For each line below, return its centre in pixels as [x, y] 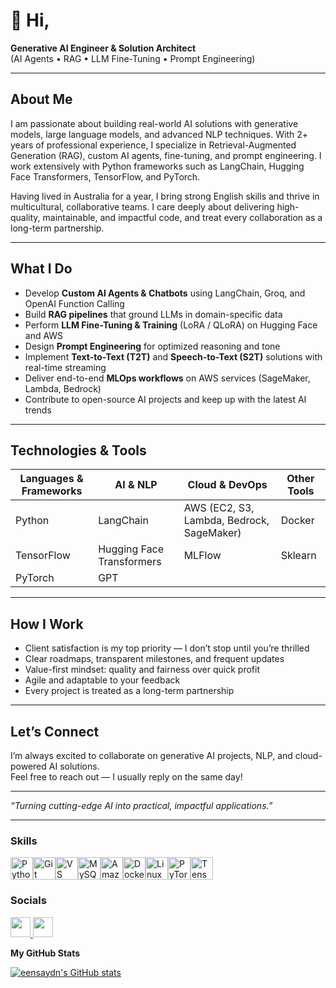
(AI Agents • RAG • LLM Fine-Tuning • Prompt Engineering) [133, 58]
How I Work [47, 624]
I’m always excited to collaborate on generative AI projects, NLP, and [151, 755]
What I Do [41, 269]
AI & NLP [136, 485]
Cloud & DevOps [227, 485]
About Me [41, 99]
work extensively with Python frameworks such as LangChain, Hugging [157, 166]
